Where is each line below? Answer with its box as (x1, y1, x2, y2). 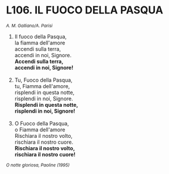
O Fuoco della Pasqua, (14, 120, 69, 127)
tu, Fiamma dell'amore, (14, 82, 70, 89)
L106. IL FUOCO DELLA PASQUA (6, 4, 164, 17)
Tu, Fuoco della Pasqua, (14, 76, 73, 83)
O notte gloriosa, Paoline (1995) (6, 162, 70, 168)
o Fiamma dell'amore (14, 126, 65, 133)
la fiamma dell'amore (14, 39, 65, 46)
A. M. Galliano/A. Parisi (6, 23, 53, 29)
